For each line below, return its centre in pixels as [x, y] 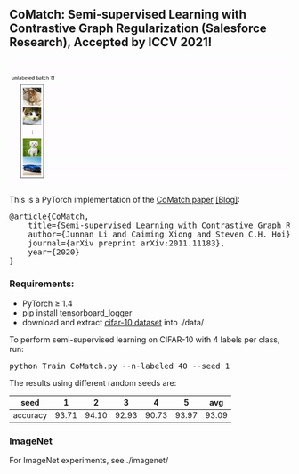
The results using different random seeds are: [93, 382]
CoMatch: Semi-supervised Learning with [128, 15]
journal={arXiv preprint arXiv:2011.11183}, [126, 243]
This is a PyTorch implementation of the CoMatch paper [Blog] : [125, 200]
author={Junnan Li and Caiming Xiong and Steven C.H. [148, 234]
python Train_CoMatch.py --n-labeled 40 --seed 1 [120, 366]
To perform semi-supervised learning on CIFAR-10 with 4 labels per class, [145, 339]
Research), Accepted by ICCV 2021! [111, 42]
